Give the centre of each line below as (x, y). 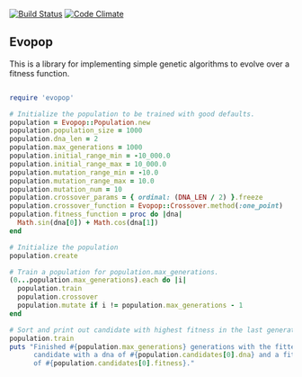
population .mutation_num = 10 (66, 189)
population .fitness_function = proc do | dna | (96, 215)
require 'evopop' (42, 98)
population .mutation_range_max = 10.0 (82, 181)
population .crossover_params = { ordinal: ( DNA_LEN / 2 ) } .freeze (136, 198)
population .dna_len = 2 (54, 139)
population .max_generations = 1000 (76, 148)
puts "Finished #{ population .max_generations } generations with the (140, 346)
